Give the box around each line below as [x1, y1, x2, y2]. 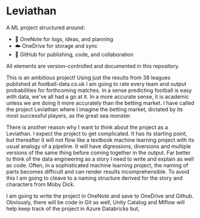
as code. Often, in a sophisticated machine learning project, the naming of [6, 161, 189, 168]
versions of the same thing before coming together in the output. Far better [6, 149, 191, 156]
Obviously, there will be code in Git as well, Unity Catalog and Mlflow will [6, 198, 185, 205]
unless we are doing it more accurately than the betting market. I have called [6, 99, 195, 106]
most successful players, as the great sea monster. [6, 112, 132, 119]
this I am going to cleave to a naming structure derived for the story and [6, 174, 183, 182]
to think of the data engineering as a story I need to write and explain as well [6, 155, 194, 162]
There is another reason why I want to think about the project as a [6, 124, 168, 131]
